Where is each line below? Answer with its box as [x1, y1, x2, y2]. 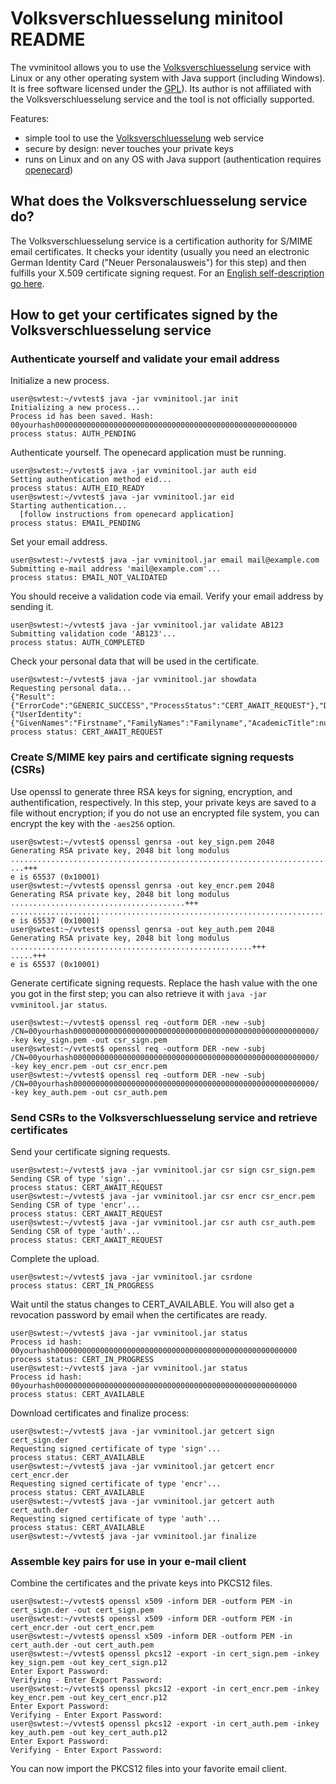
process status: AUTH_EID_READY [10, 483, 145, 494]
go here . [10, 277, 45, 289]
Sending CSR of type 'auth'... [10, 1227, 141, 1237]
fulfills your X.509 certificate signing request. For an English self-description [10, 267, 325, 279]
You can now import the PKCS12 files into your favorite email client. [10, 1763, 288, 1775]
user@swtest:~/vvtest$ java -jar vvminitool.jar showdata [10, 675, 257, 685]
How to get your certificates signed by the [10, 307, 278, 324]
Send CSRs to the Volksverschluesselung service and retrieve [10, 1110, 318, 1124]
